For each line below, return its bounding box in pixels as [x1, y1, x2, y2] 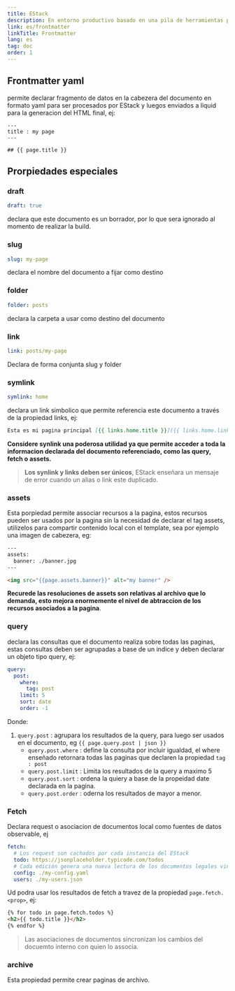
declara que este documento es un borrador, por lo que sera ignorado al [7, 215, 215, 224]
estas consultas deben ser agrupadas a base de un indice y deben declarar [7, 644, 225, 653]
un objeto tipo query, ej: [7, 652, 76, 660]
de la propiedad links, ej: [7, 413, 78, 421]
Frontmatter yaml [7, 75, 85, 87]
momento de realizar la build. [7, 222, 92, 231]
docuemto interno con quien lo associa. [24, 943, 138, 951]
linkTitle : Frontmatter [7, 29, 77, 37]
